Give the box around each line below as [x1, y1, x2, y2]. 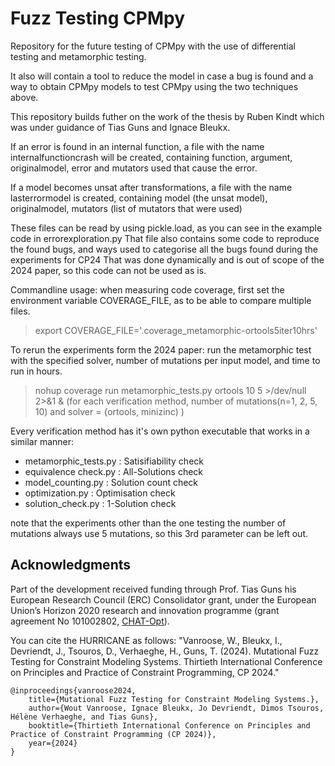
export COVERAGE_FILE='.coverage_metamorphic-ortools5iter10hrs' [34, 324, 318, 336]
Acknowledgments [10, 557, 132, 574]
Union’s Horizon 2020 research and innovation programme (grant [10, 604, 280, 616]
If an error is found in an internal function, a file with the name [10, 140, 265, 152]
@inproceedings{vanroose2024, [10, 685, 137, 696]
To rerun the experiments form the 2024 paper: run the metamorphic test [10, 343, 312, 356]
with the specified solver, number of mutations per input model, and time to [10, 354, 321, 366]
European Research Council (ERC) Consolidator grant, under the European [10, 593, 317, 606]
